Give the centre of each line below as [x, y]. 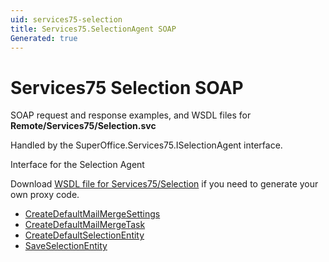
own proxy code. [45, 195]
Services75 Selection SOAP [127, 87]
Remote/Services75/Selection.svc [83, 126]
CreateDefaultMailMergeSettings [92, 214]
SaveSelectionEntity [66, 246]
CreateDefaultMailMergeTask [85, 225]
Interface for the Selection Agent [77, 165]
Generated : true [44, 38]
